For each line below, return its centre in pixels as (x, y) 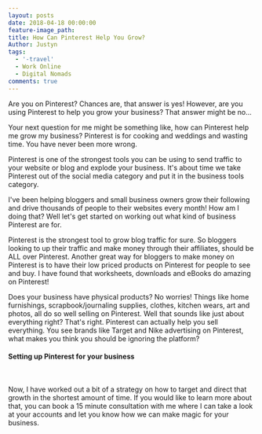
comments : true (33, 81)
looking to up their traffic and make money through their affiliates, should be (131, 248)
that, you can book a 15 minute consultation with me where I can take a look (131, 406)
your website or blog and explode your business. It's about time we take (125, 167)
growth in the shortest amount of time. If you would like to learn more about (130, 397)
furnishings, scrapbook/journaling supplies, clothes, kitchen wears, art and (129, 305)
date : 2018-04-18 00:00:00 (52, 23)
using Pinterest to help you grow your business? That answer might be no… (130, 112)
